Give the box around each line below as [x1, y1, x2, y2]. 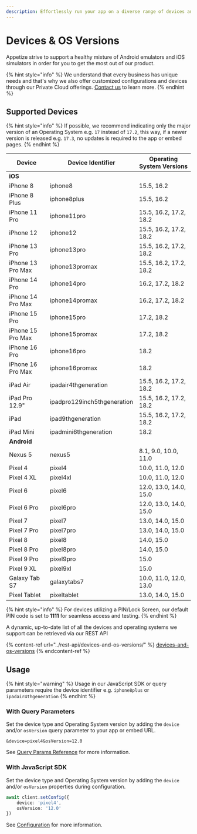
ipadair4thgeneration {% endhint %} [6, 693, 96, 700]
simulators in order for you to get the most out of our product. [6, 59, 155, 66]
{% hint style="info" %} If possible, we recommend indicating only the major [6, 122, 191, 129]
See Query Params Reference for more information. [6, 749, 130, 756]
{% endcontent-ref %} [36, 648, 91, 655]
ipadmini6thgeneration [49, 428, 113, 436]
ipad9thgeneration [49, 415, 101, 423]
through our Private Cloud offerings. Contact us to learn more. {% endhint [6, 83, 185, 91]
